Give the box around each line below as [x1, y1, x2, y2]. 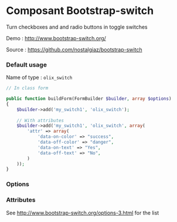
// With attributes [16, 117, 64, 123]
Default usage [6, 60, 47, 68]
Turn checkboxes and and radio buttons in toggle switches [6, 23, 148, 30]
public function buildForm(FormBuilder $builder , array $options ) [6, 96, 172, 102]
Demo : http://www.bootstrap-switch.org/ [6, 34, 107, 41]
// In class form [6, 85, 49, 91]
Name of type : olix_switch [6, 74, 73, 81]
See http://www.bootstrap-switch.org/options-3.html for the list [6, 209, 159, 216]
